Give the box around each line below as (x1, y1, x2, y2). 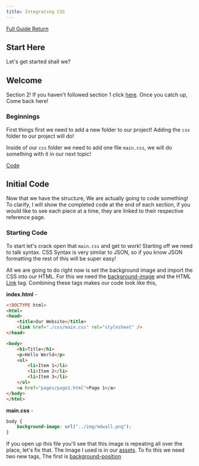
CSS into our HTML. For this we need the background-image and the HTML (6, 272, 192, 280)
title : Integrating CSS (6, 8, 66, 15)
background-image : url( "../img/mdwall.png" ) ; (17, 424, 132, 430)
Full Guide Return (6, 25, 49, 32)
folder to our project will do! (6, 132, 74, 139)
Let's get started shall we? (6, 58, 71, 66)
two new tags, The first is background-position (6, 453, 122, 460)
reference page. (6, 214, 46, 221)
